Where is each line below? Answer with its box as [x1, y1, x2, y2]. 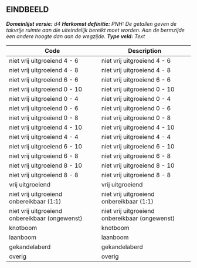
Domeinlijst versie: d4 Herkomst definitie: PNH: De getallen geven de [6, 20, 177, 27]
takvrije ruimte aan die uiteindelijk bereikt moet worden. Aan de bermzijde [6, 26, 185, 33]
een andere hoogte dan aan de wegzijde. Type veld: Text [6, 32, 145, 40]
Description [128, 46, 162, 55]
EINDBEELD [6, 5, 49, 15]
